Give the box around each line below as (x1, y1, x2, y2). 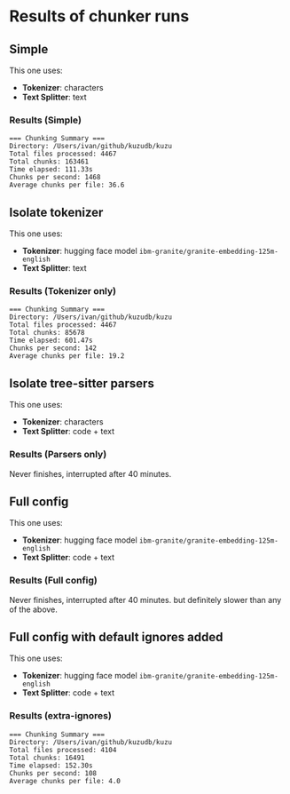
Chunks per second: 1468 (9, 173, 101, 182)
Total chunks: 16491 (9, 753, 86, 762)
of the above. (9, 604, 58, 615)
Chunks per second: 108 (9, 768, 98, 778)
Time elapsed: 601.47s (9, 336, 93, 345)
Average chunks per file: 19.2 (9, 352, 125, 361)
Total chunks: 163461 (9, 157, 90, 166)
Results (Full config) (9, 575, 98, 587)
